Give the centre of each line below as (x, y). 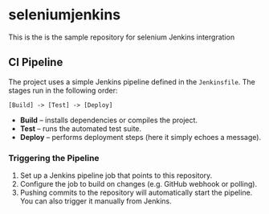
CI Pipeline (36, 62)
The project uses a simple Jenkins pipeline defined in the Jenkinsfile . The (132, 81)
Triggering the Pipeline (54, 158)
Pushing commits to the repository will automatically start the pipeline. (136, 193)
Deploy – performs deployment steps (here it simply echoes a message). (141, 137)
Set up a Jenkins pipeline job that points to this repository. (116, 175)
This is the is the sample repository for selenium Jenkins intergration (122, 37)
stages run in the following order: (63, 90)
